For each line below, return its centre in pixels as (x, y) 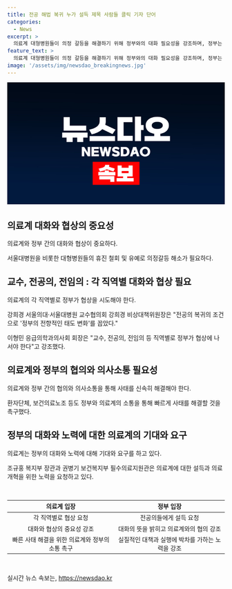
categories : (24, 22)
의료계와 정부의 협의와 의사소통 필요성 (83, 370)
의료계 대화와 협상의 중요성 (60, 225)
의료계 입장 (61, 506)
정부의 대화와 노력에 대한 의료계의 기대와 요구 (97, 436)
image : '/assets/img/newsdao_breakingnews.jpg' (77, 66)
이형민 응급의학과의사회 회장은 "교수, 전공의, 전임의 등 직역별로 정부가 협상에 (110, 337)
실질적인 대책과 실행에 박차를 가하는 (166, 539)
